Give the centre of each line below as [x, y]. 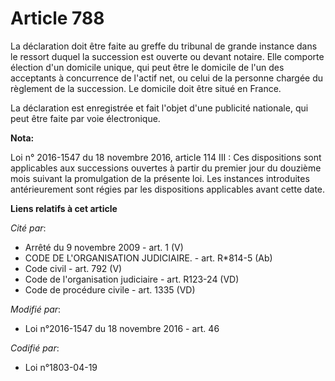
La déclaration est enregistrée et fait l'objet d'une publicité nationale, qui [159, 108]
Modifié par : [36, 309]
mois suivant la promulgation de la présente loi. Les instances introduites [160, 178]
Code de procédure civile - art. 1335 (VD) [110, 289]
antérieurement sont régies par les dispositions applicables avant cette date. [168, 189]
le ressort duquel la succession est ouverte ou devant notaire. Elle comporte [167, 56]
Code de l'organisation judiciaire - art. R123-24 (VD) [132, 279]
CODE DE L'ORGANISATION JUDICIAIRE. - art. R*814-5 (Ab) [148, 258]
